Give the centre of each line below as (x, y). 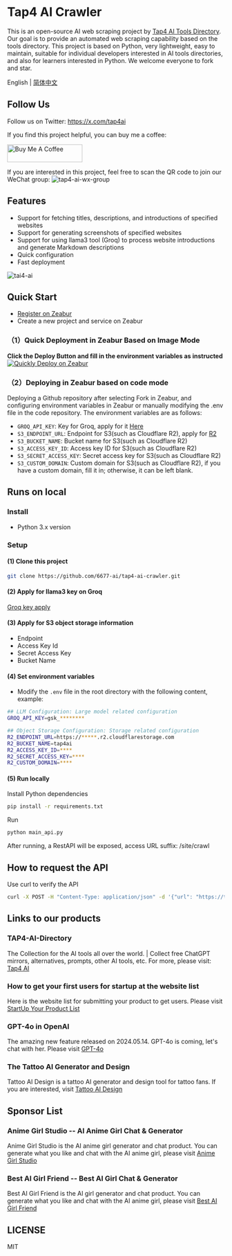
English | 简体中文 (32, 82)
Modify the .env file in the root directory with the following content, (113, 692)
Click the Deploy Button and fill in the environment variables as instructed (115, 356)
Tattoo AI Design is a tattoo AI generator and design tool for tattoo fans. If (112, 1082)
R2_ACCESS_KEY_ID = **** (40, 750)
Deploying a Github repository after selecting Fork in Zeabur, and (99, 398)
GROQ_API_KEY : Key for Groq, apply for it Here (80, 426)
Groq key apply (29, 607)
